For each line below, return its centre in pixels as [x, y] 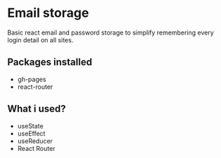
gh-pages [32, 79]
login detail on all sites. [40, 39]
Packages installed [50, 62]
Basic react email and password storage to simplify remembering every [111, 32]
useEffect [31, 133]
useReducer [35, 141]
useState [30, 126]
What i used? [37, 109]
